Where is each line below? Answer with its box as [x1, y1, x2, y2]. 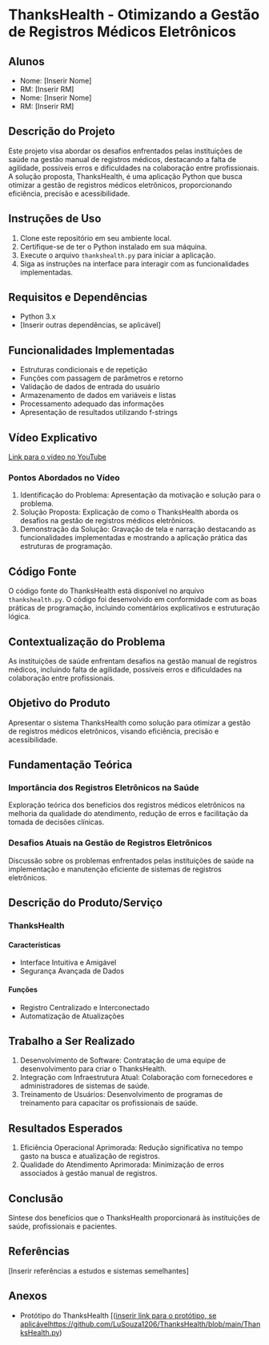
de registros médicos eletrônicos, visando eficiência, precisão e [8, 726, 219, 736]
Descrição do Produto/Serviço [8, 896, 163, 910]
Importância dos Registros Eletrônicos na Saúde [8, 782, 199, 794]
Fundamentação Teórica [8, 758, 133, 772]
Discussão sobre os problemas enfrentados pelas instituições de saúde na [8, 855, 255, 865]
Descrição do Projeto [8, 124, 115, 138]
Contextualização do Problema [8, 635, 166, 648]
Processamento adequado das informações [19, 399, 164, 408]
